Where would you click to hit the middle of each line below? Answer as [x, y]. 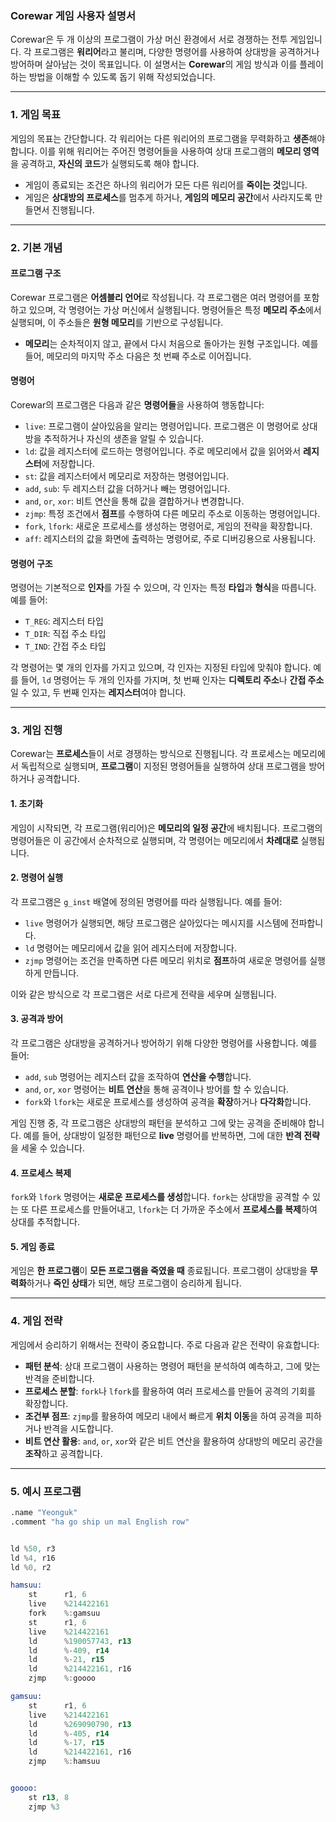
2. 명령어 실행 [37, 878]
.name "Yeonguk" [44, 1513]
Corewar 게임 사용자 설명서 [73, 15]
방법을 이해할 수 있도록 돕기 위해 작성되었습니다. [122, 77]
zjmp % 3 [44, 1807]
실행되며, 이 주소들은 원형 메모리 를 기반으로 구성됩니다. [117, 322]
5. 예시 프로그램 [46, 1491]
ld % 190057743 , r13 [80, 1641]
